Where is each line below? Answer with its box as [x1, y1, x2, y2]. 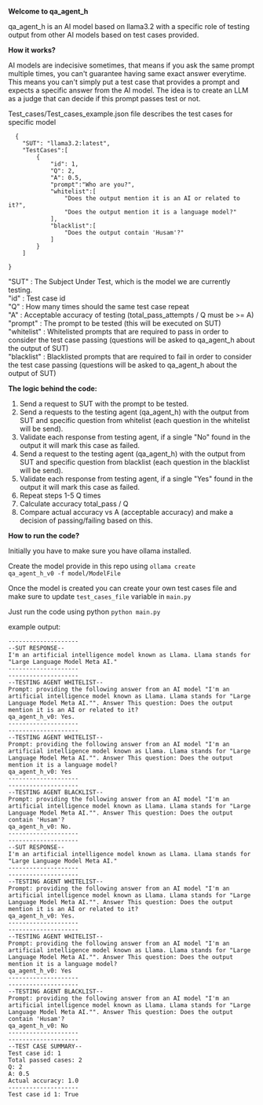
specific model [8, 118, 57, 126]
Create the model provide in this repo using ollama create [8, 561, 196, 571]
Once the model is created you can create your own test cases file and [8, 584, 237, 593]
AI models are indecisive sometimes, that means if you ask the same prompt [8, 60, 255, 70]
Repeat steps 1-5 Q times [19, 491, 101, 500]
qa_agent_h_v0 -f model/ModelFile [8, 570, 122, 578]
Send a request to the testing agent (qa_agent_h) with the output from [19, 449, 246, 458]
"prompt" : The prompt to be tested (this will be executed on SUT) [8, 319, 221, 328]
